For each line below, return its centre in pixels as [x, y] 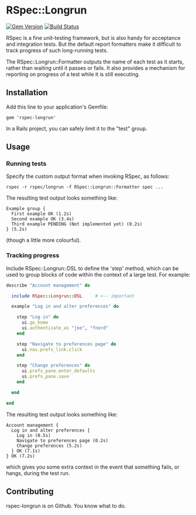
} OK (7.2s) [20, 456]
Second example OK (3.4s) [43, 219]
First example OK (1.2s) [42, 214]
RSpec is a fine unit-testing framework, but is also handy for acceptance [93, 38]
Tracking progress [33, 255]
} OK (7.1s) [26, 451]
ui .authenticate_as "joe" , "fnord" [65, 328]
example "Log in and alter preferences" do [65, 307]
